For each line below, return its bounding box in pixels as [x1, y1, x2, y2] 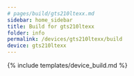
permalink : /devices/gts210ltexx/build [7, 36, 123, 43]
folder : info [7, 29, 45, 37]
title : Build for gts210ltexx [7, 23, 95, 30]
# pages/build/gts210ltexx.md [7, 10, 95, 17]
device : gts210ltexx [7, 42, 67, 49]
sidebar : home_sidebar [7, 17, 73, 23]
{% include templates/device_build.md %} [7, 61, 128, 69]
